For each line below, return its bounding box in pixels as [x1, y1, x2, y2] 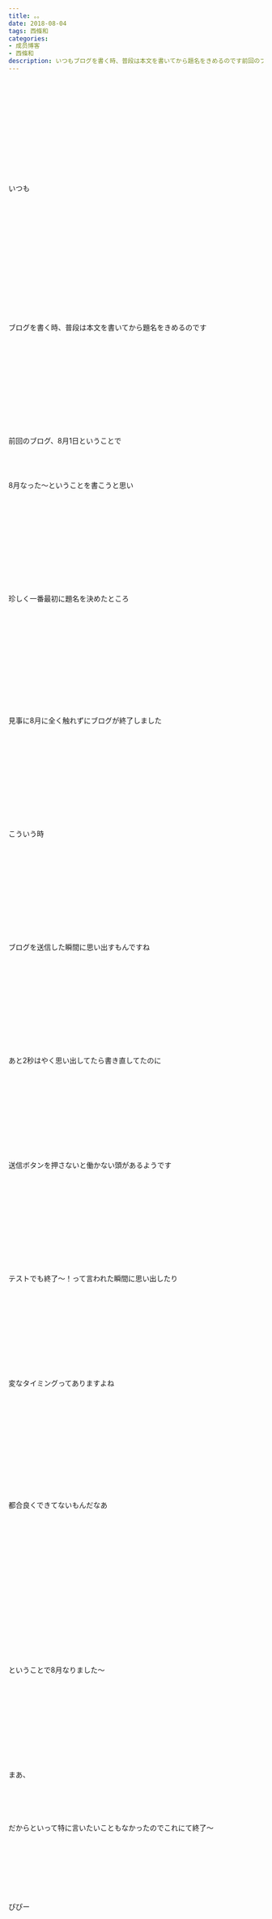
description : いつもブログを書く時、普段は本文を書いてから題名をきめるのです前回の [8, 57, 261, 66]
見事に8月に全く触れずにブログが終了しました [8, 715, 162, 725]
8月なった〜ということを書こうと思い [8, 480, 134, 490]
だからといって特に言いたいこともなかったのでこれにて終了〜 [8, 1823, 215, 1832]
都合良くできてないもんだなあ [8, 1500, 108, 1509]
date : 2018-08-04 [8, 19, 67, 28]
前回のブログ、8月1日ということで [8, 435, 121, 445]
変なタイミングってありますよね [8, 1378, 115, 1388]
